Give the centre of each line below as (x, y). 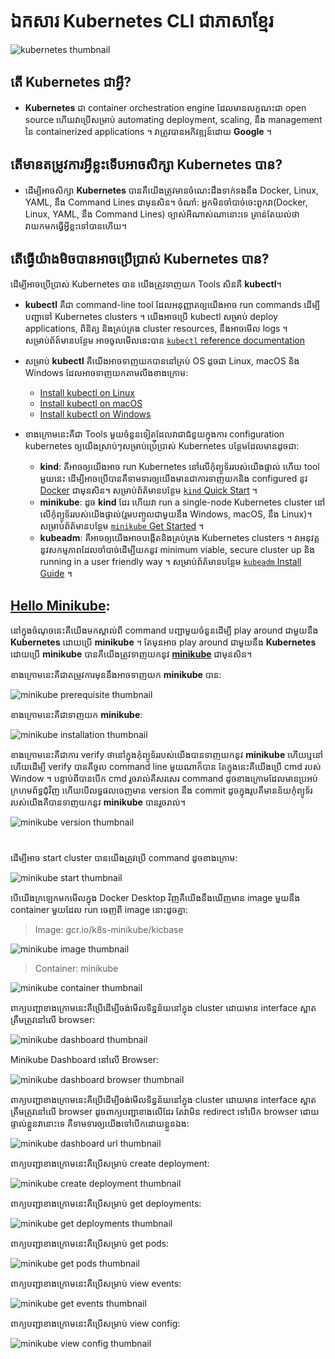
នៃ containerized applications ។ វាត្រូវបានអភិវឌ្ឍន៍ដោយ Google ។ (148, 131)
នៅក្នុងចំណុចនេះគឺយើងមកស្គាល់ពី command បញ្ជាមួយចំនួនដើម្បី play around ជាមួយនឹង (164, 630)
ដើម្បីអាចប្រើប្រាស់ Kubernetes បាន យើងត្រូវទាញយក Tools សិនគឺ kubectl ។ (146, 284)
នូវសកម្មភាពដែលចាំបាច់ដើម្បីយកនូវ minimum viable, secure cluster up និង (177, 550)
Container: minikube (76, 969)
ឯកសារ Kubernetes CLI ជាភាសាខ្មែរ (142, 21)
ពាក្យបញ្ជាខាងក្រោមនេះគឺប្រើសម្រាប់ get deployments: (106, 1204)
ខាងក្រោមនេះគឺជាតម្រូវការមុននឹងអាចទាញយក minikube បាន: (116, 675)
